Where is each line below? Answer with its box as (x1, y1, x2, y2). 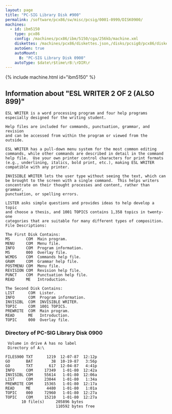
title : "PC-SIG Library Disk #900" (5, 12, 81, 17)
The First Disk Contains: (5, 232, 60, 237)
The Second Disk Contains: (5, 286, 63, 291)
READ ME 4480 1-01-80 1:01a (5, 386, 97, 391)
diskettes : (14, 41, 38, 46)
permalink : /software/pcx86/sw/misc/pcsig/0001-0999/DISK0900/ (5, 17, 143, 22)
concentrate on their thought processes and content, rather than (5, 183, 150, 188)
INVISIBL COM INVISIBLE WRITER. (5, 299, 79, 305)
